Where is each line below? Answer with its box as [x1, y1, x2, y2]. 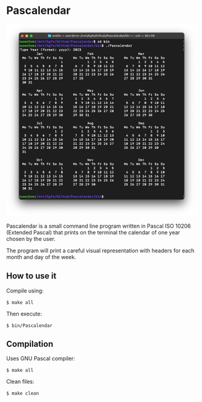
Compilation [6, 339, 53, 349]
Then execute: [6, 310, 42, 317]
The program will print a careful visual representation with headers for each [6, 246, 195, 254]
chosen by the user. [6, 235, 56, 242]
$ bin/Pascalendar [6, 322, 53, 329]
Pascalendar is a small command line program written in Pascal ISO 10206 [6, 222, 191, 229]
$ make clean [6, 390, 39, 397]
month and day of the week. [6, 253, 77, 260]
